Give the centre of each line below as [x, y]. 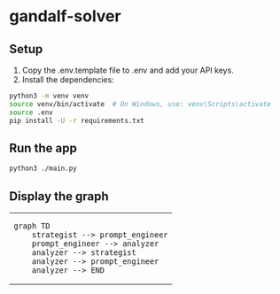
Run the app [43, 148]
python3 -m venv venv [49, 96]
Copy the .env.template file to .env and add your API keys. [128, 70]
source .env [31, 112]
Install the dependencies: [68, 80]
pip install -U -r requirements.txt [77, 120]
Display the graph [59, 196]
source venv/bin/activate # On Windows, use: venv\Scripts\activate [140, 104]
